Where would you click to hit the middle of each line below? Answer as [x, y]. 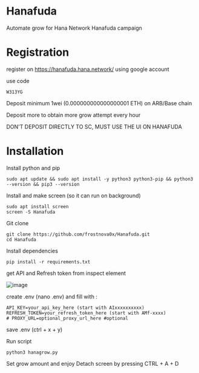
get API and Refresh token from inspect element [66, 273]
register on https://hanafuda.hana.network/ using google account [88, 69]
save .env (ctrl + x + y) [34, 329]
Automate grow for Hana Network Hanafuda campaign [74, 28]
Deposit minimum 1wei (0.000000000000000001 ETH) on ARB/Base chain [99, 103]
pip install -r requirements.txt [48, 262]
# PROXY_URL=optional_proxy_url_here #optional [67, 318]
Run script [19, 341]
